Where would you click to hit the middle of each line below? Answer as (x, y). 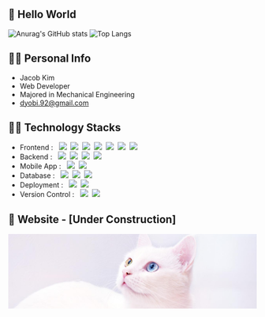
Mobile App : (40, 166)
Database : (37, 175)
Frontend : (36, 148)
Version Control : (47, 194)
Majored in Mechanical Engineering (77, 94)
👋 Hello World (42, 15)
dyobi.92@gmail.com (54, 103)
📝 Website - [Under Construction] (92, 219)
